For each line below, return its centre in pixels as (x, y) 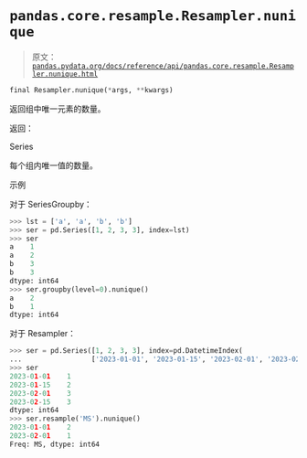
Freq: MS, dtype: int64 (55, 444)
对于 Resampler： (42, 334)
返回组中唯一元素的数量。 (58, 109)
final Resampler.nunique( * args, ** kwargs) (91, 90)
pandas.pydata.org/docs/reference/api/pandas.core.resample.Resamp (163, 66)
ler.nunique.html (65, 74)
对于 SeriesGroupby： (51, 204)
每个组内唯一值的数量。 (53, 165)
